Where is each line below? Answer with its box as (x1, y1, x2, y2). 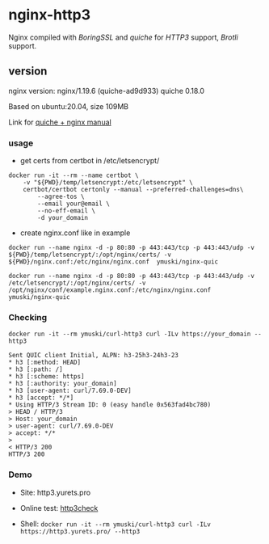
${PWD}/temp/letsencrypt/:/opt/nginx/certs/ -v (8, 251, 172, 259)
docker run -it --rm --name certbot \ (8, 171, 139, 179)
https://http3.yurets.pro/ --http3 (19, 527, 141, 535)
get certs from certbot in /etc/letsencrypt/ (19, 156, 160, 166)
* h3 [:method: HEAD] (8, 358, 82, 367)
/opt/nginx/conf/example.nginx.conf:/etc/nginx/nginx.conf (8, 286, 212, 294)
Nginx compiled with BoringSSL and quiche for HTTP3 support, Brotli (8, 32, 238, 42)
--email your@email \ (37, 200, 111, 208)
